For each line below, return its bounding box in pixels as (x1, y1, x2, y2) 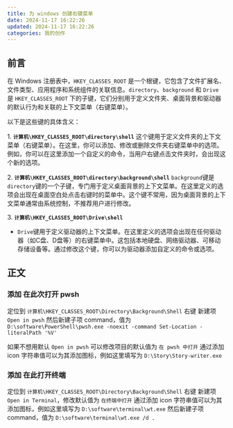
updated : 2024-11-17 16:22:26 (7, 23, 95, 30)
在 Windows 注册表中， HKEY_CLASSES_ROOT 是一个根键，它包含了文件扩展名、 (7, 77, 225, 85)
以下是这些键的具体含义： (7, 117, 80, 126)
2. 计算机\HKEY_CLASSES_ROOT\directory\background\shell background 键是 (7, 173, 215, 181)
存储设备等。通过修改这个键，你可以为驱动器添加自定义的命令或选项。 (17, 245, 218, 254)
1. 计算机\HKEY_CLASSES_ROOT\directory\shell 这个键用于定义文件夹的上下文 (7, 133, 221, 141)
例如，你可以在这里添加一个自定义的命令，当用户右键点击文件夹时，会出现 (7, 150, 220, 158)
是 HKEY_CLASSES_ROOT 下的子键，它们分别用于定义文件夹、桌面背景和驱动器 (7, 94, 222, 103)
